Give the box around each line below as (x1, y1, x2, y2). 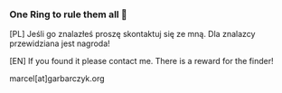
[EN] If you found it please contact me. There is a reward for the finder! (9, 56, 274, 67)
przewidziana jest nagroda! (9, 38, 110, 49)
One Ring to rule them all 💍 (9, 8, 128, 21)
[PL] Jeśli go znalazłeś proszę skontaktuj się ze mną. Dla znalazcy (9, 29, 256, 40)
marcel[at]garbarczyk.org (9, 73, 106, 84)
